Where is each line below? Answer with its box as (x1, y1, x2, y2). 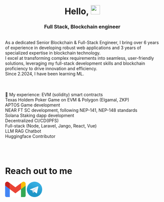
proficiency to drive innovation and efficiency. (5, 66, 97, 72)
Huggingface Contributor (5, 133, 56, 139)
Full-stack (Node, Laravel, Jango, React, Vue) (5, 123, 97, 129)
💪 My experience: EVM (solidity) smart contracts (5, 92, 103, 98)
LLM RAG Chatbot (5, 128, 42, 134)
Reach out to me (5, 165, 72, 177)
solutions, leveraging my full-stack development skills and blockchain (5, 60, 145, 66)
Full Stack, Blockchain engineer (44, 24, 121, 30)
